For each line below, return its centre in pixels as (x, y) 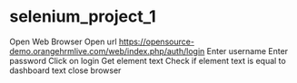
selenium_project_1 (83, 17)
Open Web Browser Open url (63, 41)
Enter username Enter (247, 51)
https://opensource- (157, 41)
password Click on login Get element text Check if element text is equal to (148, 60)
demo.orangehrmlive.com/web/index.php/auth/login (107, 51)
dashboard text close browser (65, 70)
